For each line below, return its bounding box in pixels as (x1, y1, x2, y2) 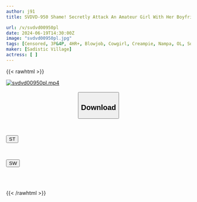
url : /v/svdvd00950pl (6, 25, 59, 30)
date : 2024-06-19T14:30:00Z (6, 30, 75, 36)
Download (81, 103, 116, 112)
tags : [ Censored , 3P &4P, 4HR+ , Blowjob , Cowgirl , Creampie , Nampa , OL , (6, 41, 185, 47)
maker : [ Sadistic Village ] (6, 46, 72, 53)
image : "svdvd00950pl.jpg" (6, 36, 72, 42)
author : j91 (6, 8, 35, 15)
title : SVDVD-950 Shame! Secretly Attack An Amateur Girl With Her (6, 14, 175, 20)
